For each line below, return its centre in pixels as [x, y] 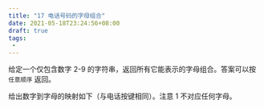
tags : [17, 38]
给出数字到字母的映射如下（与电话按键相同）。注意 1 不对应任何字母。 [122, 96]
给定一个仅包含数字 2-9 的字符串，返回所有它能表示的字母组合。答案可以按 [132, 70]
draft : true [28, 30]
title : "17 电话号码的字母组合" [57, 16]
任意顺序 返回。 [32, 79]
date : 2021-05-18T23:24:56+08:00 [64, 23]
